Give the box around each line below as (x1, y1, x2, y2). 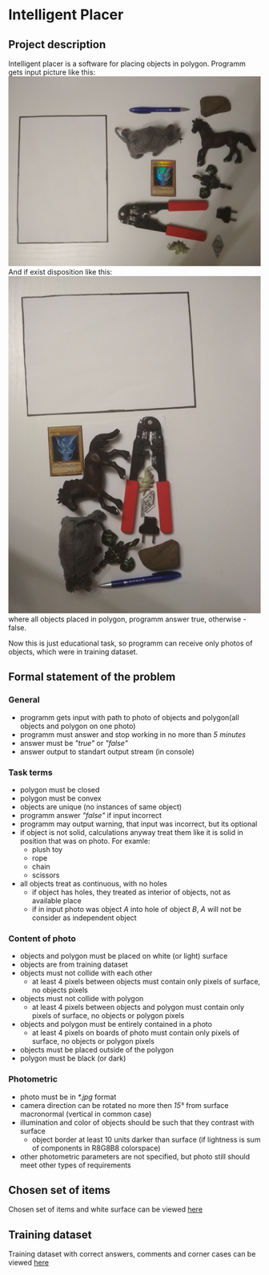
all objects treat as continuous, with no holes (19, 878, 168, 888)
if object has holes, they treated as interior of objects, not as (31, 887, 231, 897)
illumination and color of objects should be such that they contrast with (19, 1118, 255, 1127)
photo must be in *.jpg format (19, 1092, 117, 1102)
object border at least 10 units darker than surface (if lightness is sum (31, 1134, 261, 1144)
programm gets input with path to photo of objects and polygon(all (19, 712, 239, 722)
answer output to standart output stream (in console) (19, 747, 195, 756)
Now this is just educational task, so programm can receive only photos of (8, 638, 253, 648)
